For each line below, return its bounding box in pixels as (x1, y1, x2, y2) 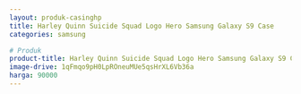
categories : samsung (9, 30, 87, 38)
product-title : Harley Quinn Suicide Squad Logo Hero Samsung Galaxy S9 (9, 55, 287, 64)
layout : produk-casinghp (9, 13, 102, 22)
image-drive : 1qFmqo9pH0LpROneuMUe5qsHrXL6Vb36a (9, 63, 194, 72)
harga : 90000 (9, 71, 58, 81)
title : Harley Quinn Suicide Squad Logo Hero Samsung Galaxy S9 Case (9, 21, 275, 30)
